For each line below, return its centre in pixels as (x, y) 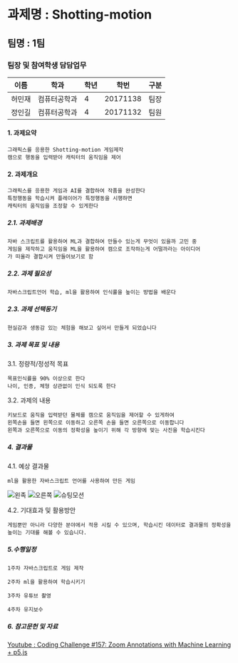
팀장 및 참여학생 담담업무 (47, 65)
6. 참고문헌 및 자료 (33, 626)
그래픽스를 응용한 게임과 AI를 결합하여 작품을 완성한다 (76, 191)
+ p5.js (17, 652)
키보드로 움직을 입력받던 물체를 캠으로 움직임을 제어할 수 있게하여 (91, 415)
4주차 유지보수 (25, 610)
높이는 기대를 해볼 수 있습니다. (47, 533)
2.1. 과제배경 (25, 222)
